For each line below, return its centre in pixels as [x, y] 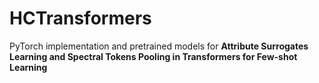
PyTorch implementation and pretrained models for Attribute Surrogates [159, 46]
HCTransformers [80, 18]
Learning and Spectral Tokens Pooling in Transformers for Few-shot [153, 56]
